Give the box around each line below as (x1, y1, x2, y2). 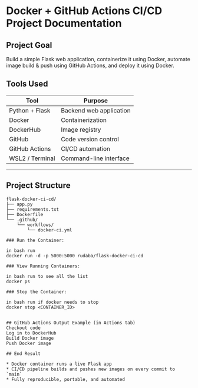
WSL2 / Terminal (9, 154, 55, 163)
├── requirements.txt (6, 206, 60, 213)
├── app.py (6, 201, 33, 207)
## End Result (6, 350, 41, 357)
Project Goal (6, 40, 52, 50)
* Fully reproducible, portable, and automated (6, 376, 126, 382)
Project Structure (6, 181, 71, 191)
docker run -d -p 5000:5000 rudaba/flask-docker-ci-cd (6, 253, 144, 258)
